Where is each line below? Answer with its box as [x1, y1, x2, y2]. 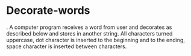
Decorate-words [6, 4, 90, 17]
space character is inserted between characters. [6, 43, 127, 50]
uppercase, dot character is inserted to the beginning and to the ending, [6, 36, 186, 43]
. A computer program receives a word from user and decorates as [6, 23, 172, 31]
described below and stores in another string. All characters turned [6, 30, 173, 37]
